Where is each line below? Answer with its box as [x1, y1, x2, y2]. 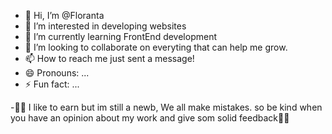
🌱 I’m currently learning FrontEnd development [24, 31, 218, 42]
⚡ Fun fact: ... [24, 78, 80, 90]
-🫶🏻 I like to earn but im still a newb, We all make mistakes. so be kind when [10, 101, 323, 113]
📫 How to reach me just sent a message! [24, 53, 195, 64]
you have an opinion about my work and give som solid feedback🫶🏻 [10, 112, 290, 124]
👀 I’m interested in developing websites [24, 20, 187, 32]
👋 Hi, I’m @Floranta [24, 10, 105, 21]
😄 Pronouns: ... [24, 67, 90, 79]
